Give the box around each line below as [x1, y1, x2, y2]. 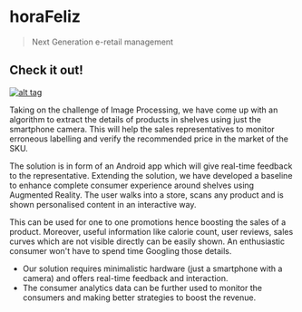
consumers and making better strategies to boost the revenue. [22, 292, 257, 303]
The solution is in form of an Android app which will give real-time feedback [9, 161, 293, 171]
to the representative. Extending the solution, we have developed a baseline [9, 170, 293, 180]
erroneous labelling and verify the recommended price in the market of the [9, 133, 288, 144]
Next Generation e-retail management [31, 36, 174, 47]
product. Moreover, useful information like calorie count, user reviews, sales [9, 226, 294, 237]
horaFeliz [9, 6, 82, 27]
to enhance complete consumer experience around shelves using [9, 180, 255, 190]
